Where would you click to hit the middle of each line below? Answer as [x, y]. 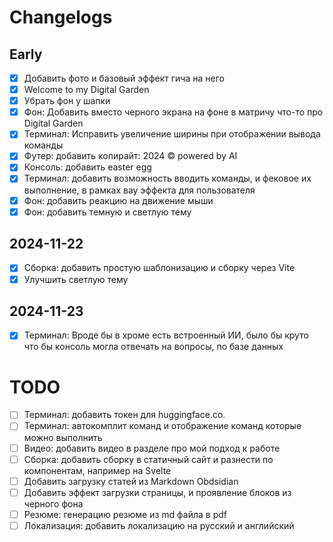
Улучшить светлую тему [76, 279]
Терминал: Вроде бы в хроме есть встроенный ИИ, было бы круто [166, 335]
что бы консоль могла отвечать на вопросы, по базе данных [153, 347]
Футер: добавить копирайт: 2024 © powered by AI [130, 156]
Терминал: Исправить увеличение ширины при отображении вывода [172, 134]
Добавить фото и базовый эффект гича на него [124, 78]
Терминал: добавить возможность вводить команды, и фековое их [167, 178]
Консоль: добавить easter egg [87, 167]
